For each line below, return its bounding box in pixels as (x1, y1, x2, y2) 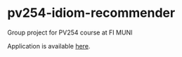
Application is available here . (7, 42, 91, 50)
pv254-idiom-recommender (7, 5, 176, 21)
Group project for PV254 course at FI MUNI (7, 28, 133, 37)
